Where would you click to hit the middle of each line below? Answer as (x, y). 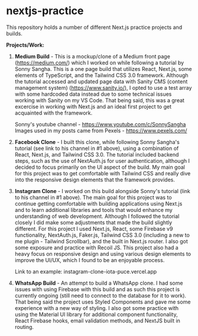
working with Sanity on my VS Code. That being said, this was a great (100, 100)
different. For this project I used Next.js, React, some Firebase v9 (94, 229)
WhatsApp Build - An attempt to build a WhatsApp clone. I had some (99, 283)
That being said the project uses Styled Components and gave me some (103, 302)
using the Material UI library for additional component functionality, (96, 314)
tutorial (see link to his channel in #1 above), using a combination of (97, 148)
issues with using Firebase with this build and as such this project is (97, 289)
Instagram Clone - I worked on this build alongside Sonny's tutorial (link (103, 191)
